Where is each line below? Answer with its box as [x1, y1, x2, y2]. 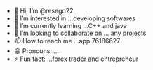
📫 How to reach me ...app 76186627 [13, 37, 121, 45]
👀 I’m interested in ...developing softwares [13, 14, 135, 22]
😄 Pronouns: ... [13, 47, 60, 55]
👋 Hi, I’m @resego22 [13, 7, 74, 15]
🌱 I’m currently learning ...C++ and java [13, 22, 128, 29]
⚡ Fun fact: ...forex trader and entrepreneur [13, 55, 139, 63]
